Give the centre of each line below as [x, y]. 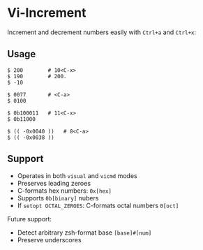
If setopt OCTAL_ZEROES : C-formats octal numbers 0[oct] [98, 205]
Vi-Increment [47, 13]
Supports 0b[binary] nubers [58, 198]
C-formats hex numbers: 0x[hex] [65, 191]
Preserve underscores [49, 240]
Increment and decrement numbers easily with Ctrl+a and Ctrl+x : [102, 32]
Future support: [30, 219]
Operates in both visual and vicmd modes [77, 175]
